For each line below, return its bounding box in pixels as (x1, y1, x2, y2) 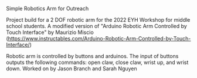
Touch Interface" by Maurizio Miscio (6, 29, 94, 36)
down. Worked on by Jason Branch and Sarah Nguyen (6, 65, 138, 72)
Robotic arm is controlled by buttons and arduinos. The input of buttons (6, 53, 179, 59)
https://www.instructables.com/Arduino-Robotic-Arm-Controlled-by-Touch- (8, 35, 191, 42)
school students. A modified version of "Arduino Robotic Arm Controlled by (6, 23, 188, 29)
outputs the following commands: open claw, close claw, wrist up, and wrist (6, 59, 189, 66)
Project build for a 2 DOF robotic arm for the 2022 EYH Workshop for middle (6, 16, 191, 23)
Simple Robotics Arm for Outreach (6, 5, 89, 12)
